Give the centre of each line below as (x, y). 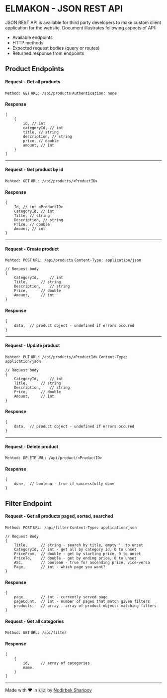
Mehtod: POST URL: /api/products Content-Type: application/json (73, 260)
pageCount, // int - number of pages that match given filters (82, 602)
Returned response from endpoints (48, 53)
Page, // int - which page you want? (60, 567)
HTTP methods (28, 42)
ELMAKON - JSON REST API (64, 9)
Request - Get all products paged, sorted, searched (59, 516)
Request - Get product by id (34, 169)
